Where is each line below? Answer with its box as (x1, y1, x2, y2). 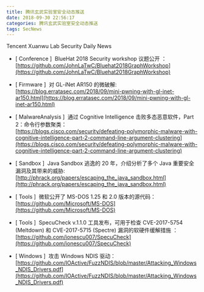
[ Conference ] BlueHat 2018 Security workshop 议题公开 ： (15, 55, 167, 63)
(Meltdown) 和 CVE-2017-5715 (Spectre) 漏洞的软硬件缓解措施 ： (15, 226, 178, 234)
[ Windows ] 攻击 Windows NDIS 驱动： (15, 252, 116, 260)
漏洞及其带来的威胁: (15, 167, 65, 175)
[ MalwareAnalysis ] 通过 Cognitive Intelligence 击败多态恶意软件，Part (15, 113, 194, 120)
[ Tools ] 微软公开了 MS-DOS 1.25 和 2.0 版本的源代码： (15, 193, 157, 201)
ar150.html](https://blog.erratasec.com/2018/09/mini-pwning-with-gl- (15, 94, 191, 102)
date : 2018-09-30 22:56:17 (6, 15, 75, 21)
